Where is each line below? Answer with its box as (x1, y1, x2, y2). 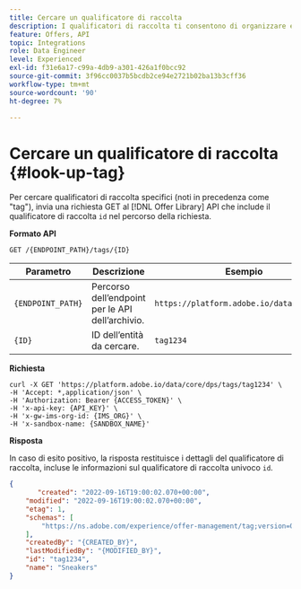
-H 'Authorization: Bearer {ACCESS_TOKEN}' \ (9, 396, 182, 405)
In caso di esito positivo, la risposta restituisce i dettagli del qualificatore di (9, 453, 284, 463)
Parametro (25, 266, 72, 278)
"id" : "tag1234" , (25, 555, 90, 564)
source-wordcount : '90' (9, 88, 99, 97)
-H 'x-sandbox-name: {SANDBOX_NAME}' (9, 419, 150, 429)
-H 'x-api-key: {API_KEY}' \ (9, 404, 118, 413)
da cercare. (90, 340, 140, 353)
